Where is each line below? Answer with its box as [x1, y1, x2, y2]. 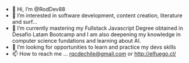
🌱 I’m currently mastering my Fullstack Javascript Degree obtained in [11, 24, 184, 31]
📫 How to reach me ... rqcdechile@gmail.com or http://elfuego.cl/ [11, 51, 176, 57]
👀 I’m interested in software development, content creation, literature [11, 12, 182, 19]
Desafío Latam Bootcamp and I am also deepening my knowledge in [11, 31, 181, 38]
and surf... [11, 18, 38, 25]
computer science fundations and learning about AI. [11, 37, 141, 44]
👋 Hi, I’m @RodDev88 [11, 6, 66, 12]
